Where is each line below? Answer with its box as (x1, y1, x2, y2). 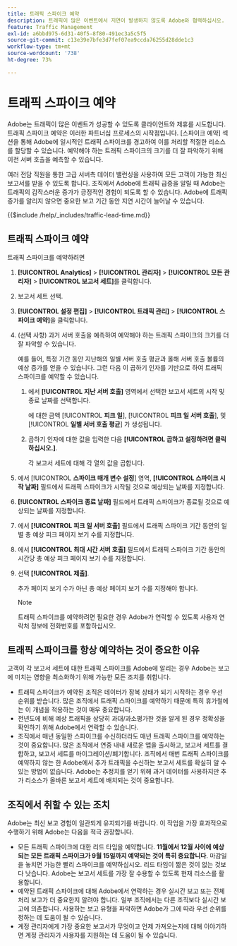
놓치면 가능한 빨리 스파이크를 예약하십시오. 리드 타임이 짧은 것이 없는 (25, 861, 214, 869)
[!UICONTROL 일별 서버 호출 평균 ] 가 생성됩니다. (28, 419, 162, 428)
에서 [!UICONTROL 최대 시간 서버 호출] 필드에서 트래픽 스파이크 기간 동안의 (17, 545, 226, 553)
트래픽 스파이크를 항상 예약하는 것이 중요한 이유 (7, 644, 200, 656)
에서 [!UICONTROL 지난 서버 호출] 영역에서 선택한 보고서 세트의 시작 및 (28, 387, 225, 395)
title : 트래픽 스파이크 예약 (7, 10, 80, 18)
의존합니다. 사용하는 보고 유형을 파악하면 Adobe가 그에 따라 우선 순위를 (30, 904, 227, 913)
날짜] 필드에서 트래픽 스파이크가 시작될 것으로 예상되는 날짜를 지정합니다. (24, 482, 225, 491)
